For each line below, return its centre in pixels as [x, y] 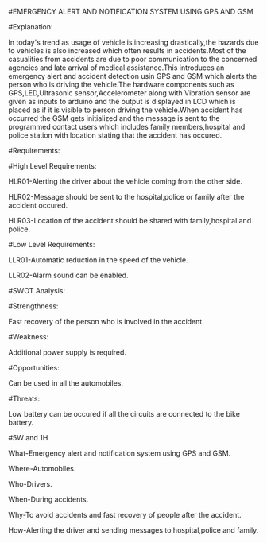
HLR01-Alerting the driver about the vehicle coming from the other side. [125, 181]
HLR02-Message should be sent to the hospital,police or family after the [126, 197]
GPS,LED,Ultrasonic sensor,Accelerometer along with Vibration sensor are [130, 93]
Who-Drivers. [31, 484]
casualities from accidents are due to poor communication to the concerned [133, 59]
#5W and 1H [28, 438]
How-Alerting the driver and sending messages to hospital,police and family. [133, 530]
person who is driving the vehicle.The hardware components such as [121, 84]
